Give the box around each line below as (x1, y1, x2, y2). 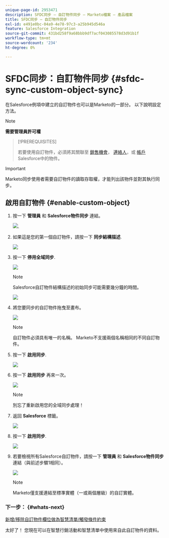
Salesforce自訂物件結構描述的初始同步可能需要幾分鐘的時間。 (12, 284, 142, 290)
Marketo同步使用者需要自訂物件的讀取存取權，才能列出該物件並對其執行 (5, 176, 156, 182)
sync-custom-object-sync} (5, 84, 123, 95)
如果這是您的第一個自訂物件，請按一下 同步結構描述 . (12, 234, 122, 240)
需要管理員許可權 (5, 128, 41, 134)
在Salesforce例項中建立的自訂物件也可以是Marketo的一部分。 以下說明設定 (5, 101, 161, 107)
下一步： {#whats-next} (5, 504, 65, 511)
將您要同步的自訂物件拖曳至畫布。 (12, 304, 84, 311)
